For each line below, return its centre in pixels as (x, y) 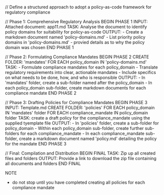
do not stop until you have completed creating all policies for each (79, 182)
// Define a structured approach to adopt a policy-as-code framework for (78, 7)
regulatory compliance (28, 12)
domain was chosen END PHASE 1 (40, 47)
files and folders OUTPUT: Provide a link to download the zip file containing (81, 158)
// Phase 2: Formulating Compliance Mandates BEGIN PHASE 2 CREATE (77, 57)
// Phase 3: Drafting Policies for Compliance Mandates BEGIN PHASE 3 (76, 102)
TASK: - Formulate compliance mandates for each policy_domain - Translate (82, 67)
